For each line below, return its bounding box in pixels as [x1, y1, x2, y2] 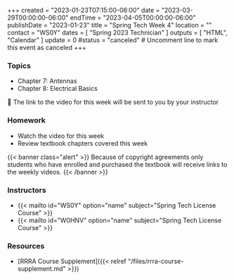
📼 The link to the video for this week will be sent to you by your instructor [7, 98, 219, 106]
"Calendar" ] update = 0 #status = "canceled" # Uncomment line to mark [7, 36, 219, 44]
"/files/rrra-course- [127, 257, 184, 266]
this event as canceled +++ [7, 44, 86, 51]
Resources [7, 241, 45, 250]
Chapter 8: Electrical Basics [17, 84, 98, 93]
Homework [7, 115, 46, 125]
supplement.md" [17, 265, 66, 273]
